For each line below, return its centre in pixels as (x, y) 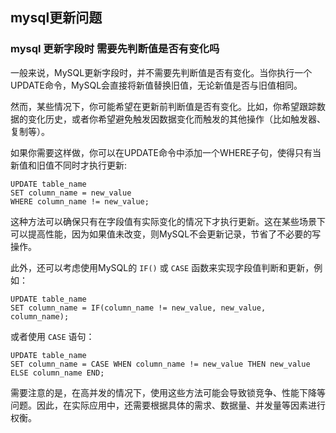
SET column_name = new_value (71, 193)
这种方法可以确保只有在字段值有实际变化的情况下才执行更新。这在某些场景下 (168, 221)
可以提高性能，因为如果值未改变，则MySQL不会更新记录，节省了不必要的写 (166, 234)
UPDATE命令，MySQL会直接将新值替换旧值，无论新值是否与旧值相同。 (156, 85)
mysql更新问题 (56, 18)
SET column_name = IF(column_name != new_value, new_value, (138, 308)
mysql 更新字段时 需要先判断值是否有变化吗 (115, 49)
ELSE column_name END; (57, 373)
